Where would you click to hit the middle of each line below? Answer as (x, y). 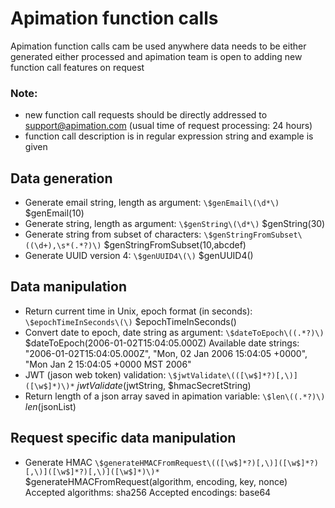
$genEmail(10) (54, 213)
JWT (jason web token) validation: (95, 374)
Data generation (61, 178)
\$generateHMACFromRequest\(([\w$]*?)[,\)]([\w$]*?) (206, 463)
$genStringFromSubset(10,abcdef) (175, 245)
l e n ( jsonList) (50, 406)
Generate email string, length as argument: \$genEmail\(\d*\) (152, 203)
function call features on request (77, 67)
